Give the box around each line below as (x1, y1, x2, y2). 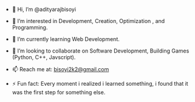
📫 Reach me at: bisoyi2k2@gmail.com (12, 66, 109, 72)
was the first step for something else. (12, 89, 106, 96)
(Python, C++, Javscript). (12, 54, 76, 60)
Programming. (12, 24, 48, 31)
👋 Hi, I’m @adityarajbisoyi (12, 6, 77, 13)
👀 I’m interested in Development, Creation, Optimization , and (12, 18, 165, 24)
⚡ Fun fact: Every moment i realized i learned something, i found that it (12, 80, 188, 87)
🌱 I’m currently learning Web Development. (12, 36, 120, 42)
